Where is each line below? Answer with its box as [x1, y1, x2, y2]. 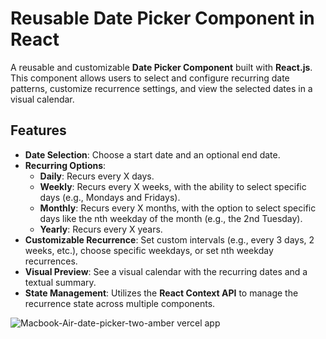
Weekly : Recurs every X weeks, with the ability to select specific [39, 180, 307, 192]
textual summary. [24, 276, 97, 288]
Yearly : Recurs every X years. [39, 223, 163, 235]
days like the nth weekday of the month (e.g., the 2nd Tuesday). [39, 212, 303, 224]
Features [10, 122, 67, 139]
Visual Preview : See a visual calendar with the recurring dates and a [24, 265, 308, 277]
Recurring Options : [24, 159, 107, 171]
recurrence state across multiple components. [24, 297, 216, 309]
